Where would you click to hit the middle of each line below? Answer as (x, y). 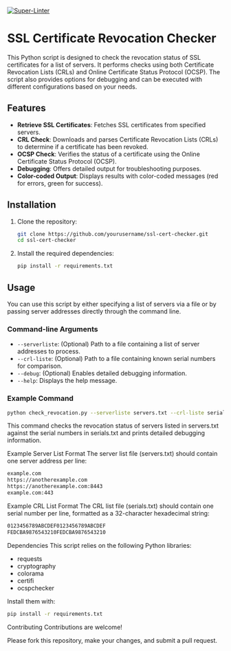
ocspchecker (36, 588)
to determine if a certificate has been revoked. (83, 146)
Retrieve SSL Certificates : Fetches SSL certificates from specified (111, 124)
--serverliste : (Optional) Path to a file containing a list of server (108, 344)
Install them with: (31, 601)
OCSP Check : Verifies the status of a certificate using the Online (109, 154)
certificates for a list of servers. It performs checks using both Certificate (111, 65)
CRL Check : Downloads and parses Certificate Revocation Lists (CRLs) (118, 139)
